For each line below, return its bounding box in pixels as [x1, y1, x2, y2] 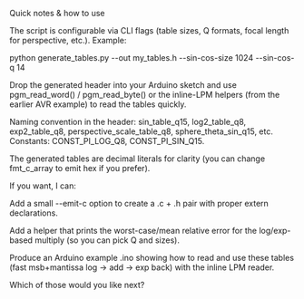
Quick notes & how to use [9, 8, 105, 18]
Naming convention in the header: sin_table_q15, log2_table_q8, [9, 117, 247, 127]
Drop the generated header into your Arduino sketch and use [9, 80, 238, 90]
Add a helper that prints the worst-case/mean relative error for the [9, 226, 257, 236]
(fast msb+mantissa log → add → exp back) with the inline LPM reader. [9, 262, 275, 273]
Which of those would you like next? [9, 280, 145, 290]
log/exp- [258, 226, 291, 236]
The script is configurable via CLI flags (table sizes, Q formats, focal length [9, 25, 289, 35]
